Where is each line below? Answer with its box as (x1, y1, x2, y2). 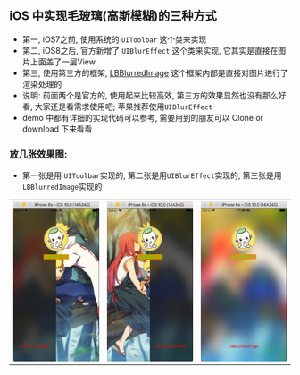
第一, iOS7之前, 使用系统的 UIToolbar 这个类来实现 (21, 34, 207, 45)
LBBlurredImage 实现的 (21, 182, 103, 192)
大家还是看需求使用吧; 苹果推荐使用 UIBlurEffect (34, 101, 212, 112)
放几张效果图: (9, 148, 68, 160)
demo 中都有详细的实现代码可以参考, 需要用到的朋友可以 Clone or (21, 112, 264, 123)
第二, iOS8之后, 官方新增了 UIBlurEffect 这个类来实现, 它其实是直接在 (21, 45, 279, 55)
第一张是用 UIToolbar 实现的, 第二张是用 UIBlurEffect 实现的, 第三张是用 (21, 170, 283, 181)
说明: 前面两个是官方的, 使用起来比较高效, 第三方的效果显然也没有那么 (21, 89, 279, 100)
